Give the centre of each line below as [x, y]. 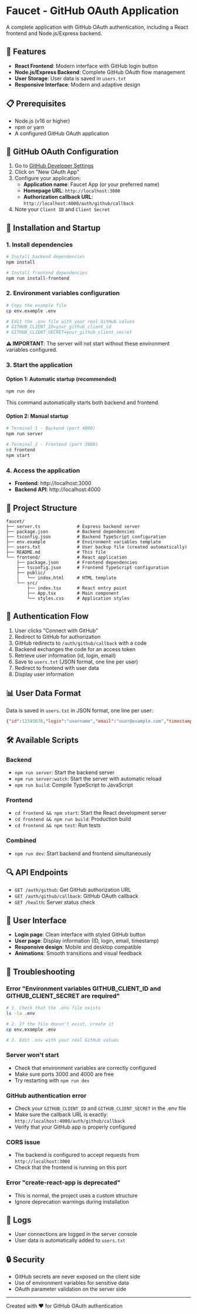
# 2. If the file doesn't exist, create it [60, 1024]
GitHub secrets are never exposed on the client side [77, 1276]
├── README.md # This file [56, 552]
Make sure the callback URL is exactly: [61, 1114]
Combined [21, 841]
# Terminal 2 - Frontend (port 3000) [52, 445]
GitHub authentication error [46, 1095]
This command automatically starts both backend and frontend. [83, 402]
